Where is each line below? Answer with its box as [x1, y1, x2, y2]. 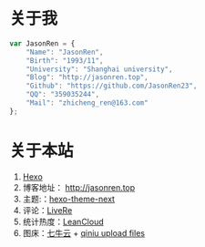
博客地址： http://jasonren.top [22, 181, 136, 192]
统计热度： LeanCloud [22, 216, 105, 227]
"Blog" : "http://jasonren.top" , [26, 73, 149, 82]
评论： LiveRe [22, 204, 73, 215]
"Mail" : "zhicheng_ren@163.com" [26, 98, 149, 108]
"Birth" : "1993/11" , [26, 56, 104, 65]
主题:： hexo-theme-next [22, 193, 116, 204]
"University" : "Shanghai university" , [26, 65, 173, 74]
